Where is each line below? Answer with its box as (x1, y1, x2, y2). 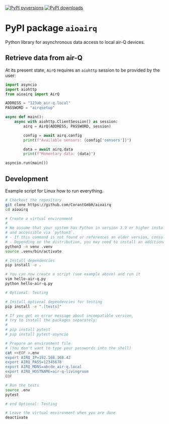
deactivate (5, 415, 28, 420)
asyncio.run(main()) (5, 160, 49, 166)
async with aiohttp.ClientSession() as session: (14, 119, 118, 124)
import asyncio (5, 82, 37, 87)
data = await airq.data (23, 147, 73, 152)
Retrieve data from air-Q (5, 53, 83, 63)
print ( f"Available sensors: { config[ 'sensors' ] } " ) (23, 138, 132, 143)
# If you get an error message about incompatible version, (5, 313, 134, 318)
